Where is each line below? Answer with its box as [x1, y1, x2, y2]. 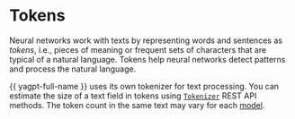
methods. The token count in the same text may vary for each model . [9, 99, 265, 110]
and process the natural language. [9, 64, 137, 74]
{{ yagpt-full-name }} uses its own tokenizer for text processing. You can [9, 81, 280, 91]
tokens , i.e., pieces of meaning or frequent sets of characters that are [9, 44, 267, 55]
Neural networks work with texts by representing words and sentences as [9, 35, 283, 46]
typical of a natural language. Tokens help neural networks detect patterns [9, 54, 286, 64]
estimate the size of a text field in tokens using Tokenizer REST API [9, 90, 257, 101]
